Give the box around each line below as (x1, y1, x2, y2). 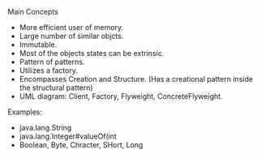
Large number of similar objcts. (19, 32, 124, 41)
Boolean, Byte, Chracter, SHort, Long (19, 140, 143, 149)
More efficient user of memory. (19, 23, 124, 32)
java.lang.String (19, 123, 72, 132)
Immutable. (19, 40, 58, 49)
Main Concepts (7, 7, 58, 16)
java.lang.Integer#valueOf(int (19, 131, 117, 141)
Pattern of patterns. (19, 57, 85, 66)
